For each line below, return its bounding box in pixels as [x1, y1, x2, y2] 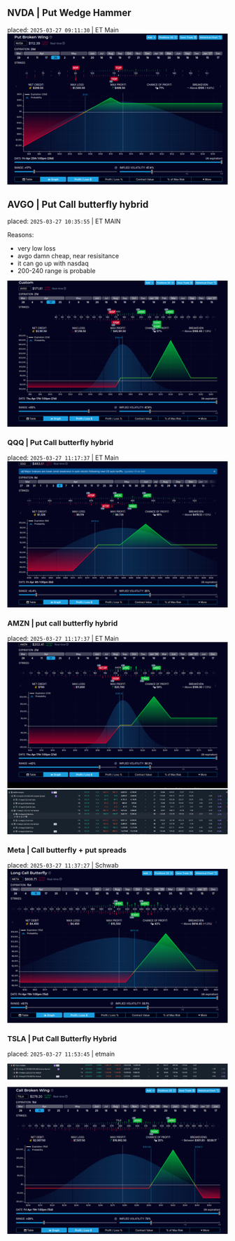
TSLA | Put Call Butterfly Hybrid [7, 1033, 117, 1043]
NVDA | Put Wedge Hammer [7, 7, 131, 19]
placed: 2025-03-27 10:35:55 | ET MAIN [7, 217, 121, 225]
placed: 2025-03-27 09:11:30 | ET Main [7, 25, 119, 34]
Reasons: [7, 231, 34, 239]
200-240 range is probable [17, 267, 96, 275]
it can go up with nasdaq [17, 259, 89, 267]
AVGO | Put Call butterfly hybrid [7, 198, 149, 211]
